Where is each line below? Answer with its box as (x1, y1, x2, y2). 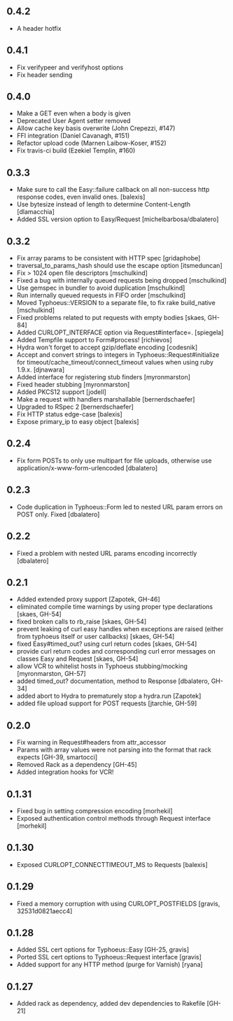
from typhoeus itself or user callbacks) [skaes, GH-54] (16, 633, 175, 641)
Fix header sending (16, 70, 73, 79)
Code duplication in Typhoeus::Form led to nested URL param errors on (16, 502, 223, 511)
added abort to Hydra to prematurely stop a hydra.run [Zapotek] (16, 692, 202, 700)
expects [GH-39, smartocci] (16, 753, 98, 761)
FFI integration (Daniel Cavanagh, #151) (16, 132, 130, 140)
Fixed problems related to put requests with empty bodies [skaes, (16, 314, 206, 322)
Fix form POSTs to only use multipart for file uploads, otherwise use (16, 456, 212, 465)
